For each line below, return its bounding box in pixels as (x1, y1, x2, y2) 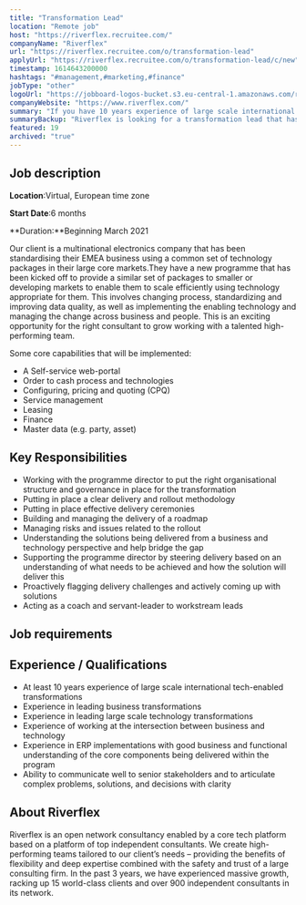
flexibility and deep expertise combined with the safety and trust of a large (9, 858, 290, 869)
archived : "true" (9, 132, 76, 141)
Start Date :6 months (9, 207, 87, 219)
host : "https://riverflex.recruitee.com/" (9, 30, 173, 39)
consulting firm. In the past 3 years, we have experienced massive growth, (9, 868, 290, 879)
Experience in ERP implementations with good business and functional (22, 739, 288, 750)
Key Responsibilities (9, 450, 127, 466)
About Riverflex (9, 805, 101, 820)
